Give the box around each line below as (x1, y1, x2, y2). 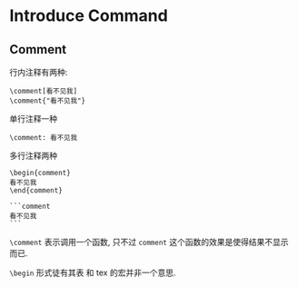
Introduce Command (9, 5, 168, 26)
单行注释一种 (9, 114, 57, 124)
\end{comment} (9, 186, 64, 195)
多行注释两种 (9, 151, 57, 161)
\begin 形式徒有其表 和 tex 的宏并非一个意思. (9, 267, 176, 278)
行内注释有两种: (9, 67, 68, 77)
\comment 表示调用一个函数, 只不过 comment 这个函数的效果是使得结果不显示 (9, 237, 289, 247)
